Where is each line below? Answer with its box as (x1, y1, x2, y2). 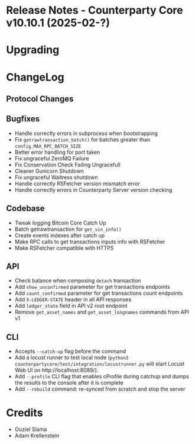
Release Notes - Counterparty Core (6, 4, 183, 17)
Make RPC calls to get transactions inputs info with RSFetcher (14, 238, 165, 245)
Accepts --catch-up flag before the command (14, 348, 126, 355)
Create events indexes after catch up (14, 231, 105, 239)
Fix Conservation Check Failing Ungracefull (14, 161, 121, 168)
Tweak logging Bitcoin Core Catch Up (14, 219, 106, 226)
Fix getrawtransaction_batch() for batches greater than (14, 136, 151, 143)
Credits (6, 406, 43, 420)
